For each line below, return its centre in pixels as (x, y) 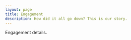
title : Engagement (24, 14)
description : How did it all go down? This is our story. (66, 19)
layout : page (19, 10)
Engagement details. (26, 33)
